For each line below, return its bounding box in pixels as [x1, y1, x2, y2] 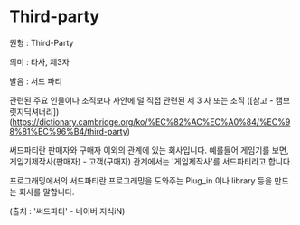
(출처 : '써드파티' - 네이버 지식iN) [9, 205, 126, 216]
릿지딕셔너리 [9, 106, 54, 117]
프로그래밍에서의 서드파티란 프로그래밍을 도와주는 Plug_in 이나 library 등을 [9, 174, 273, 186]
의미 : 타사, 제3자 [9, 56, 70, 67]
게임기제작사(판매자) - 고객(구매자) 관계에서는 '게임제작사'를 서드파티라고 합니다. [9, 155, 293, 166]
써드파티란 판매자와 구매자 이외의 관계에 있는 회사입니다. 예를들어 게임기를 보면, [9, 145, 289, 155]
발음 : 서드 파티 [9, 75, 63, 87]
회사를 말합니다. [18, 186, 75, 197]
